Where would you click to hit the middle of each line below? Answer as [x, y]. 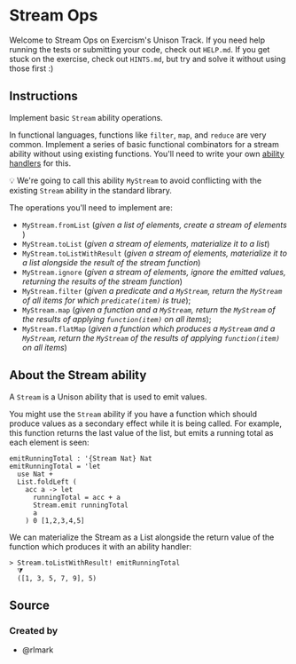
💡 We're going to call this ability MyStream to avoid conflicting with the [136, 180]
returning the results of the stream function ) [102, 281]
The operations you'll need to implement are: [91, 207]
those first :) [31, 68]
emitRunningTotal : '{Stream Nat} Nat [81, 458]
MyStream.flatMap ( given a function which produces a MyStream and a [148, 328]
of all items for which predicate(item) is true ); [106, 300]
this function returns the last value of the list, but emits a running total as [141, 432]
